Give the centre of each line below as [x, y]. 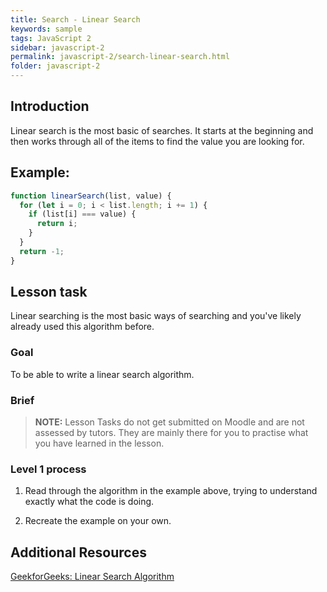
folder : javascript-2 [55, 66]
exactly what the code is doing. [89, 502]
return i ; [57, 224]
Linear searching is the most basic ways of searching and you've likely [156, 316]
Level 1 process [48, 469]
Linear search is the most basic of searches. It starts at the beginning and [162, 130]
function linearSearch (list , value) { [91, 196]
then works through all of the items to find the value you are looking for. [157, 141]
